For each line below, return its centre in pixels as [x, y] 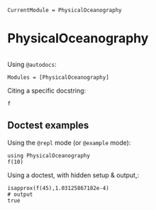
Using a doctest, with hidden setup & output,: [73, 175]
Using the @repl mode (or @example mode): [69, 142]
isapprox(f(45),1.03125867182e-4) [58, 188]
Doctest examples [48, 126]
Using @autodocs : [32, 64]
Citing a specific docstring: [47, 90]
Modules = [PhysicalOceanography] [58, 77]
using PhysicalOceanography [49, 156]
